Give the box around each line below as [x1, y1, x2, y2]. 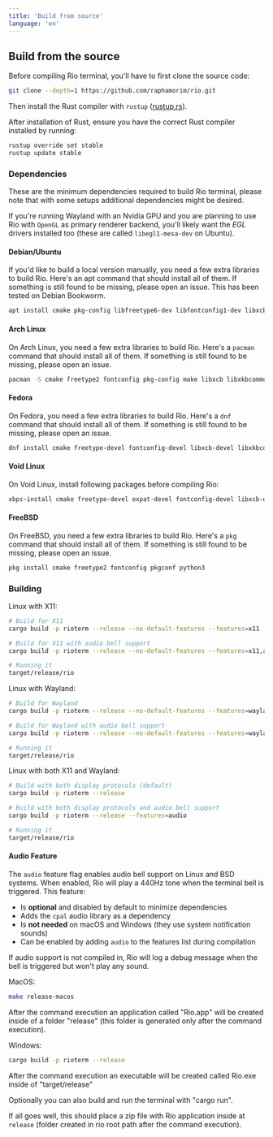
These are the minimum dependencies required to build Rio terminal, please [8, 187, 262, 197]
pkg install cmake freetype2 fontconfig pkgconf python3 [8, 564, 206, 572]
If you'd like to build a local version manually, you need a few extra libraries [8, 265, 260, 275]
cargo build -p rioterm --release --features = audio [8, 811, 187, 820]
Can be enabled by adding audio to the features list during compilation [19, 936, 256, 946]
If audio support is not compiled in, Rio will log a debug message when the [8, 952, 258, 962]
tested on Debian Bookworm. [8, 291, 106, 300]
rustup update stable [8, 149, 82, 158]
